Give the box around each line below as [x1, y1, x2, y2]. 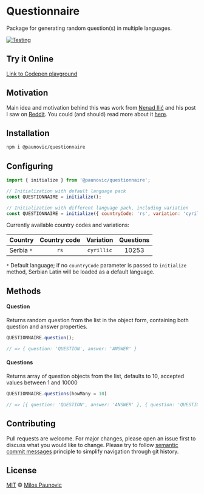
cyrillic [87, 247, 112, 254]
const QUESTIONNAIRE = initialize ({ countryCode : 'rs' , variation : [6, 210, 181, 217]
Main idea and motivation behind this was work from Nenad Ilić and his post [6, 104, 196, 111]
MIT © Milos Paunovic [6, 481, 63, 489]
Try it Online [6, 54, 53, 65]
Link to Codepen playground [6, 70, 78, 77]
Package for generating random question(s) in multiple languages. [6, 24, 172, 32]
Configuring [6, 161, 53, 171]
